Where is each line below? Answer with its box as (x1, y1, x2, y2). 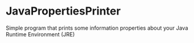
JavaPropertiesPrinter (6, 4, 121, 18)
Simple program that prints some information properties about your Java (6, 24, 188, 31)
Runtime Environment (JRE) (6, 30, 75, 38)
